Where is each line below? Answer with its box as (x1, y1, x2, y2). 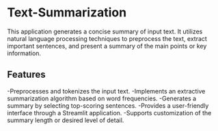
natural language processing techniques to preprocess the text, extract (7, 34, 207, 42)
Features (7, 69, 46, 81)
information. (7, 49, 42, 57)
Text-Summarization (7, 5, 127, 20)
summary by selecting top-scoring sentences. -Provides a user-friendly (7, 101, 209, 110)
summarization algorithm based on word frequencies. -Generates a (7, 94, 197, 102)
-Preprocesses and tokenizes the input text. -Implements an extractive (7, 87, 206, 95)
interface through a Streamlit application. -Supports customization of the (7, 108, 212, 117)
